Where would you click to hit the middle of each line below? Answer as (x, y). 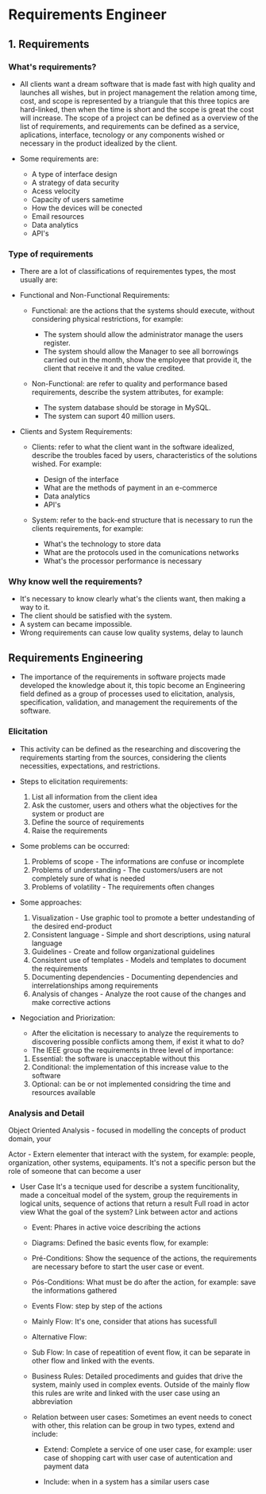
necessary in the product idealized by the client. (98, 143)
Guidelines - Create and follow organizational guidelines (123, 951)
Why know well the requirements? (75, 581)
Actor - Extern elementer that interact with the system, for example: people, (132, 1154)
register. (57, 343)
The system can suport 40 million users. (109, 417)
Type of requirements (51, 254)
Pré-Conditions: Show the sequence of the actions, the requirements (144, 1258)
